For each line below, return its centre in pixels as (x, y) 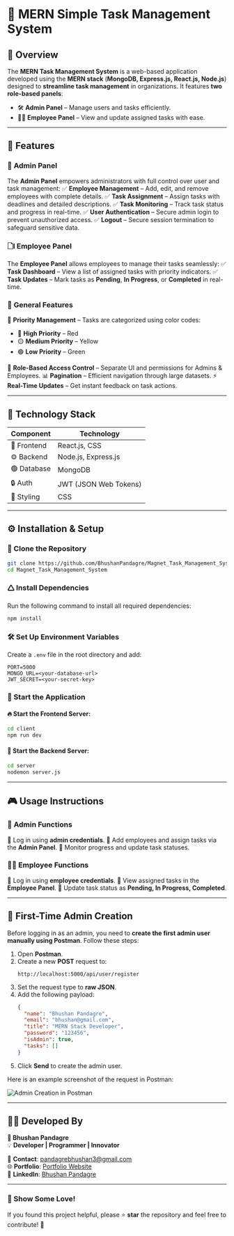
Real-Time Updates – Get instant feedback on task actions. (92, 386)
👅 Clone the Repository (47, 549)
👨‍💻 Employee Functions (48, 865)
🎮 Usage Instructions (56, 801)
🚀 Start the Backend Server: (48, 751)
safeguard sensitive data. (44, 227)
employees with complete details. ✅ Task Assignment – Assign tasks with (114, 196)
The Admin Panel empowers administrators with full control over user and (113, 181)
